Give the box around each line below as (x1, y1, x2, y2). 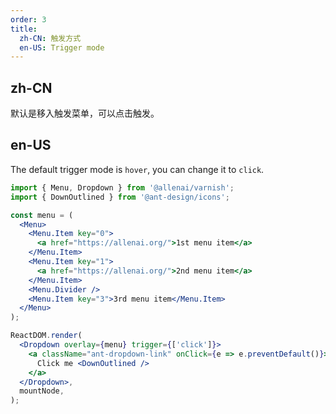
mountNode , (19, 386, 65, 396)
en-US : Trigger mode (19, 42, 105, 53)
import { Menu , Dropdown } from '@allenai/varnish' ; (10, 182, 235, 193)
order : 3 (10, 14, 47, 25)
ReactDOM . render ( (10, 331, 83, 341)
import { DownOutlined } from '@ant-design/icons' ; (10, 192, 230, 202)
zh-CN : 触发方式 (19, 33, 82, 43)
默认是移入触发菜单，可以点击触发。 (10, 107, 160, 120)
